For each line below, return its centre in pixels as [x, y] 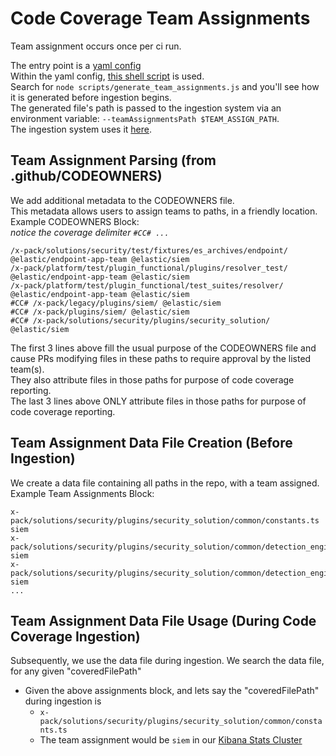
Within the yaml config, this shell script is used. [107, 76]
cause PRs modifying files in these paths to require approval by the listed [161, 358]
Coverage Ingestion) [75, 636]
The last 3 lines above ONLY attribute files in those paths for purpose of [158, 401]
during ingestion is [63, 701]
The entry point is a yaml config [76, 65]
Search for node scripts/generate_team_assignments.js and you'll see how [165, 86]
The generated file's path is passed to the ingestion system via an [146, 108]
